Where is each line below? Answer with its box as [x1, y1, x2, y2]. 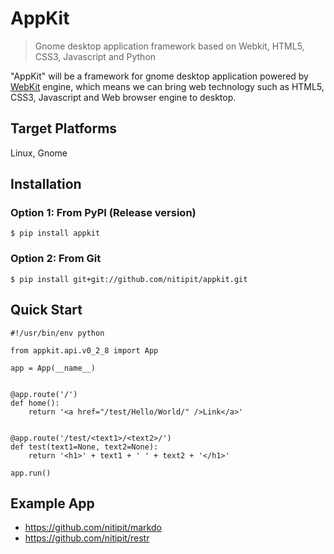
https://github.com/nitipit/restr [24, 532, 150, 544]
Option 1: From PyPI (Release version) [10, 206, 197, 220]
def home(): [10, 398, 60, 408]
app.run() [10, 468, 52, 478]
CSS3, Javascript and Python [34, 50, 157, 62]
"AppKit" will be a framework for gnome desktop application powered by [10, 70, 309, 82]
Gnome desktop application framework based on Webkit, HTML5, [34, 40, 305, 52]
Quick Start [10, 302, 83, 319]
